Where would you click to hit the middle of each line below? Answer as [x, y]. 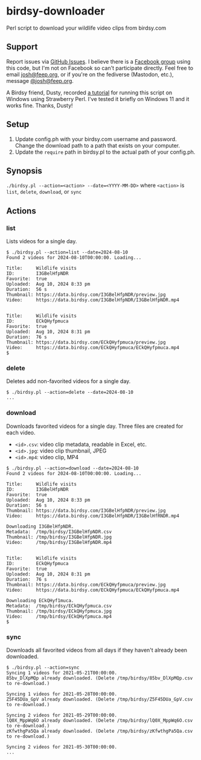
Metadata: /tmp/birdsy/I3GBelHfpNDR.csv [59, 532]
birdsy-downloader [56, 11]
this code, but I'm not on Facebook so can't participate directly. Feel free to [100, 68]
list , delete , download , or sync [44, 192]
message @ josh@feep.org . [40, 80]
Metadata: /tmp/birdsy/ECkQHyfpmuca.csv [59, 606]
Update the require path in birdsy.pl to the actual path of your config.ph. [105, 152]
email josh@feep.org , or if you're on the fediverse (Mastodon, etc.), [90, 74]
